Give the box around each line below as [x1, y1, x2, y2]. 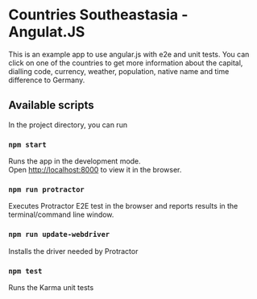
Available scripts [8, 98, 94, 112]
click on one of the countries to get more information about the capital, [8, 58, 243, 68]
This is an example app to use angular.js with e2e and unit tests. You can [8, 49, 250, 59]
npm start [8, 139, 47, 149]
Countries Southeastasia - [8, 6, 189, 24]
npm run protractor [8, 185, 85, 194]
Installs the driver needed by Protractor [8, 246, 139, 255]
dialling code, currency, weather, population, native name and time [8, 66, 230, 76]
